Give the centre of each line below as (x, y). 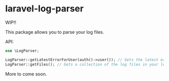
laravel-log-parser (45, 9)
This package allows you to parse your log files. (55, 32)
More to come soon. (26, 74)
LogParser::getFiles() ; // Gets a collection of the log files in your (82, 64)
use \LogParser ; (22, 51)
